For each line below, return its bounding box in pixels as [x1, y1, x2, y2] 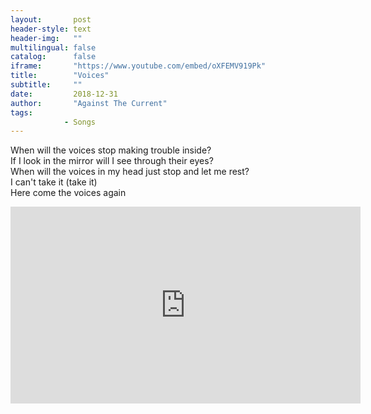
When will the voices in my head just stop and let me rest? [10, 166, 250, 178]
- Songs [63, 117, 97, 127]
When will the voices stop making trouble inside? [10, 144, 212, 156]
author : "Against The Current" [10, 98, 168, 108]
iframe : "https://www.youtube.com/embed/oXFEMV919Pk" [10, 61, 267, 71]
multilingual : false [10, 42, 97, 53]
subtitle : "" [10, 80, 83, 90]
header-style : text [10, 24, 92, 34]
